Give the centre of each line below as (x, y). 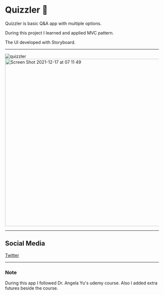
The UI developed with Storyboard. (40, 42)
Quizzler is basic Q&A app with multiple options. (53, 23)
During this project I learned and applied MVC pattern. (59, 33)
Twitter (12, 255)
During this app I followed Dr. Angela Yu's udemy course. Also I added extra (81, 283)
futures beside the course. (32, 288)
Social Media (25, 244)
